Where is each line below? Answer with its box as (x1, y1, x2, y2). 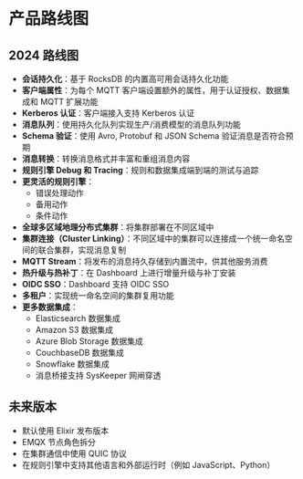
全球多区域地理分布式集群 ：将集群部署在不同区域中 (21, 222, 214, 233)
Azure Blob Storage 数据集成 (35, 336, 143, 347)
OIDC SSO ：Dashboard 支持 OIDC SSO (21, 279, 170, 289)
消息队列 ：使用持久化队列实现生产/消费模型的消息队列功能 (21, 120, 241, 130)
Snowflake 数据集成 (35, 359, 110, 370)
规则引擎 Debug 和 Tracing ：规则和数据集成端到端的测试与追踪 (21, 165, 259, 175)
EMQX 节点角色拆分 (21, 436, 97, 447)
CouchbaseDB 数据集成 (35, 348, 125, 358)
